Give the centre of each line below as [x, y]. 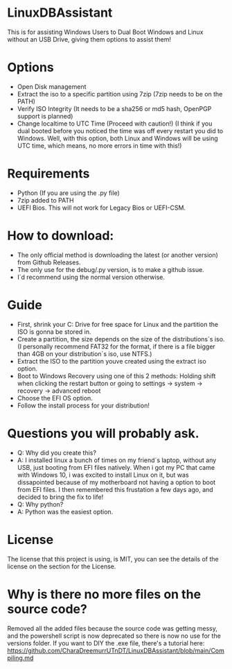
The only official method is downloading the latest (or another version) [117, 255]
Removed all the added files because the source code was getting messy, [113, 628]
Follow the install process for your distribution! [83, 405]
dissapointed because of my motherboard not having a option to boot [116, 482]
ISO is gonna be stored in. [54, 332]
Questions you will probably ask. [103, 433]
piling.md [20, 658]
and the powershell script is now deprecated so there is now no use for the [114, 636]
